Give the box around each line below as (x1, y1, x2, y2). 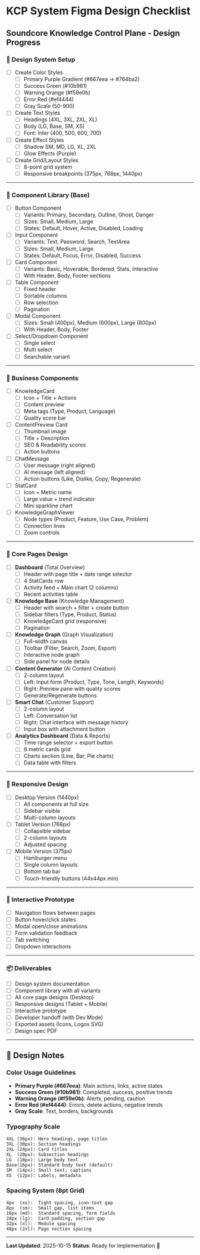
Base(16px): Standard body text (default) (6, 1162, 113, 1168)
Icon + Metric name (23, 488, 72, 495)
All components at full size (23, 800, 89, 807)
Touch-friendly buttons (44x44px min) (23, 874, 118, 882)
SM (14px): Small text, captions (6, 1167, 92, 1174)
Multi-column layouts (23, 814, 76, 821)
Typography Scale (6, 1122, 61, 1131)
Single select (23, 339, 55, 347)
